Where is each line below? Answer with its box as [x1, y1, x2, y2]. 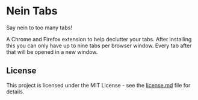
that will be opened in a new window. [6, 48, 98, 55]
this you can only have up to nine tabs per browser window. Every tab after [6, 42, 192, 49]
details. [6, 88, 25, 95]
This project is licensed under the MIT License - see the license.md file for [6, 81, 191, 89]
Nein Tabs [6, 4, 58, 18]
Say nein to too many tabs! [6, 24, 72, 31]
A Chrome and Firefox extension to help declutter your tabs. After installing [6, 35, 192, 43]
